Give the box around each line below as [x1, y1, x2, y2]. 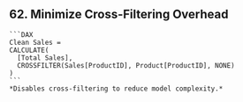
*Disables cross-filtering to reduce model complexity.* [9, 84, 224, 93]
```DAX [9, 30, 34, 39]
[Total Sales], [17, 53, 73, 62]
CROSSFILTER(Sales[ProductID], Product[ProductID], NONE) [17, 61, 236, 69]
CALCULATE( [9, 46, 49, 55]
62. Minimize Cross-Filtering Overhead [9, 7, 229, 22]
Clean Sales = [9, 38, 62, 47]
